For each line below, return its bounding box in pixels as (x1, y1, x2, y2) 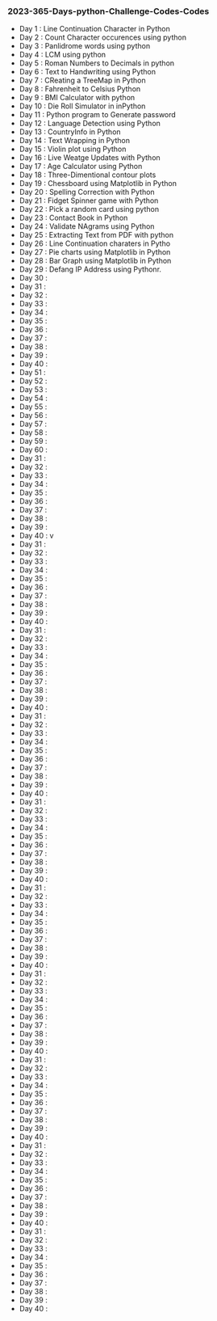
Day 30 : (19, 273, 48, 283)
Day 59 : (19, 437, 48, 446)
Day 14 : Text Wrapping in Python (19, 136, 131, 146)
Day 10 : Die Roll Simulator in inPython (19, 101, 146, 111)
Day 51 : (19, 368, 46, 378)
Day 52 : (19, 376, 48, 386)
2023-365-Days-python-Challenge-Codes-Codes (7, 6, 210, 17)
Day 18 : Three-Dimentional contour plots (19, 170, 156, 179)
